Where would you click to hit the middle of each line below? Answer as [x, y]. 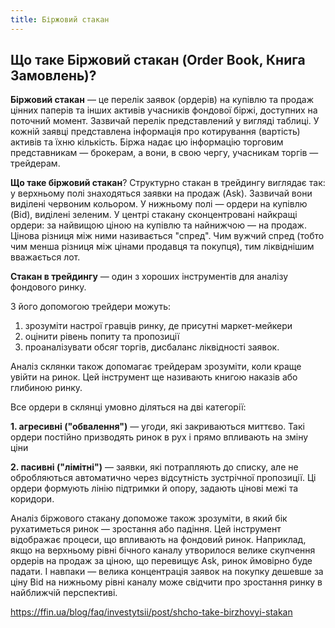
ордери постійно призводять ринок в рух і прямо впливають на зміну [159, 437]
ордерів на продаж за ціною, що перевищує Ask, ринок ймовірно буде [161, 561]
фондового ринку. [48, 287]
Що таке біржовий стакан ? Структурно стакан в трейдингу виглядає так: [168, 183]
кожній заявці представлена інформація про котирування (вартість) [155, 132]
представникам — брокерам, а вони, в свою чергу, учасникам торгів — [164, 153]
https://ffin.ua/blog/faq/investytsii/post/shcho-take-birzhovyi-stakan [151, 612]
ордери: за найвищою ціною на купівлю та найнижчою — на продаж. [158, 225]
